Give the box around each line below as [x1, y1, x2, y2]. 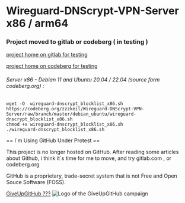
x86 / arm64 [6, 17, 69, 30]
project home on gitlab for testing [6, 51, 88, 58]
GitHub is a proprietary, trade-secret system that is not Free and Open [6, 172, 178, 179]
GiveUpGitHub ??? [6, 190, 51, 197]
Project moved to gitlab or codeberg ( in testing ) [6, 38, 148, 46]
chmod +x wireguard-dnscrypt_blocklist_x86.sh [6, 121, 123, 127]
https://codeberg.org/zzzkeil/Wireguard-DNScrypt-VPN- [6, 106, 145, 112]
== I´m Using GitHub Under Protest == [6, 137, 100, 144]
